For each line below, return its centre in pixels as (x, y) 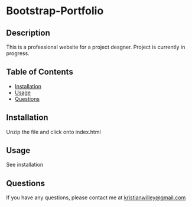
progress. (18, 53)
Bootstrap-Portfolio (55, 11)
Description (28, 33)
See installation (25, 165)
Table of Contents (40, 72)
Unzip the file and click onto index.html (54, 132)
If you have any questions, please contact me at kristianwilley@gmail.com (96, 198)
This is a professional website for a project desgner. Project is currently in (96, 47)
